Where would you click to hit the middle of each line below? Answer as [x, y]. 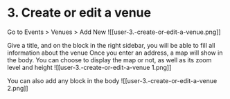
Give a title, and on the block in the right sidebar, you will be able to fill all [111, 45]
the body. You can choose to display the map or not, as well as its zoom [109, 60]
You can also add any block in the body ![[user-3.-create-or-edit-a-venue [112, 80]
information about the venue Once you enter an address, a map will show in [115, 53]
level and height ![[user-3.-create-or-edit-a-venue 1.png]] [89, 67]
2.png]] [18, 88]
